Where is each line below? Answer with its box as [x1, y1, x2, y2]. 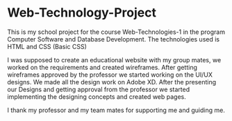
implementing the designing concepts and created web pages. [7, 92, 186, 101]
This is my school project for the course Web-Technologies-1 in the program [7, 28, 226, 36]
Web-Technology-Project [7, 5, 156, 21]
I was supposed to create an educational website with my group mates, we [7, 55, 222, 64]
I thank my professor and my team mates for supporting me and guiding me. [7, 106, 226, 114]
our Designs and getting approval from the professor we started [7, 85, 190, 93]
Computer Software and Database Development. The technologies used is [7, 35, 220, 43]
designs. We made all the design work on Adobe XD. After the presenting [7, 77, 217, 86]
